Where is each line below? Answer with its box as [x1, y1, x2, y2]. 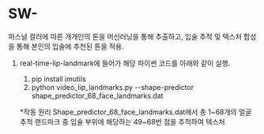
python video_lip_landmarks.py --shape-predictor [31, 82, 194, 91]
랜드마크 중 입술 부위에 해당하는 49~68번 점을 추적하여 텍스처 [34, 117, 225, 126]
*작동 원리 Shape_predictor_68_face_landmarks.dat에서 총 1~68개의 [19, 107, 237, 117]
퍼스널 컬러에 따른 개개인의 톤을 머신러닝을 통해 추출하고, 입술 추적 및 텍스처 [8, 32, 243, 41]
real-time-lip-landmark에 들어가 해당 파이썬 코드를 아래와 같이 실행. [19, 58, 231, 68]
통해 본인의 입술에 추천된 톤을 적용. [16, 41, 124, 51]
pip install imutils [31, 74, 87, 84]
